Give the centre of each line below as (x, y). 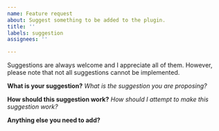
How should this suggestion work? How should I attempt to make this (108, 99)
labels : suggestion (35, 33)
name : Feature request (40, 14)
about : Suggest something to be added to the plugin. (87, 20)
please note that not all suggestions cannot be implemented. (94, 73)
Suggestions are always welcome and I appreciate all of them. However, (110, 65)
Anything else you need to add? (54, 120)
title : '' (21, 26)
